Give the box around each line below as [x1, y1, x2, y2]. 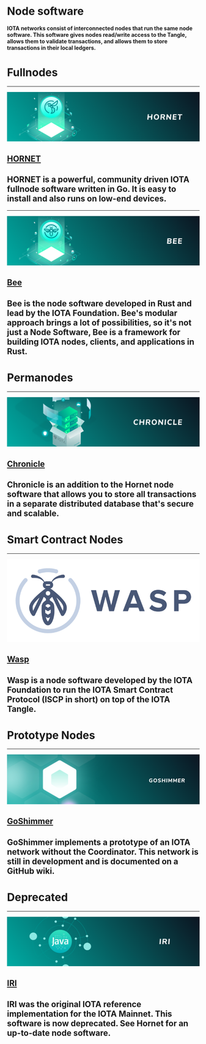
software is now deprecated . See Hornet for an [7, 1018, 189, 1029]
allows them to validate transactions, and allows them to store [7, 37, 167, 45]
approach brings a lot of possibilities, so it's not [7, 317, 192, 328]
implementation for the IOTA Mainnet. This [7, 1008, 172, 1019]
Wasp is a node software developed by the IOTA [7, 675, 193, 686]
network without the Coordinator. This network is [7, 847, 199, 857]
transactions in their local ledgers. [7, 44, 97, 51]
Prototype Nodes [7, 728, 95, 742]
